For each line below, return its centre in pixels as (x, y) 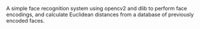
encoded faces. (25, 21)
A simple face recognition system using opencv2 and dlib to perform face (97, 8)
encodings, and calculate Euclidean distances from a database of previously (100, 14)
